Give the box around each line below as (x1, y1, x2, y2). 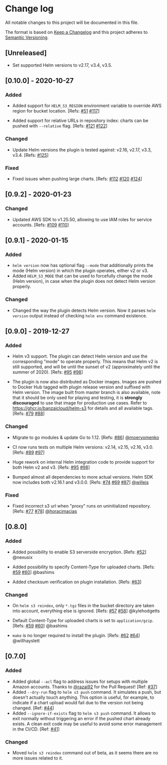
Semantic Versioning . (5, 34, 49, 40)
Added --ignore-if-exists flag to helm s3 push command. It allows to (12, 710, 156, 716)
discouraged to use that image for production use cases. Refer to (12, 400, 147, 406)
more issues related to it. (12, 755, 63, 761)
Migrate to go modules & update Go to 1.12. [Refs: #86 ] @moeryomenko (12, 434, 160, 440)
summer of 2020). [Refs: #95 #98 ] (12, 369, 83, 375)
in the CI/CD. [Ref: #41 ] (12, 726, 60, 732)
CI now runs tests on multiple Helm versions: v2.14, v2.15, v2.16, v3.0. (12, 444, 154, 450)
